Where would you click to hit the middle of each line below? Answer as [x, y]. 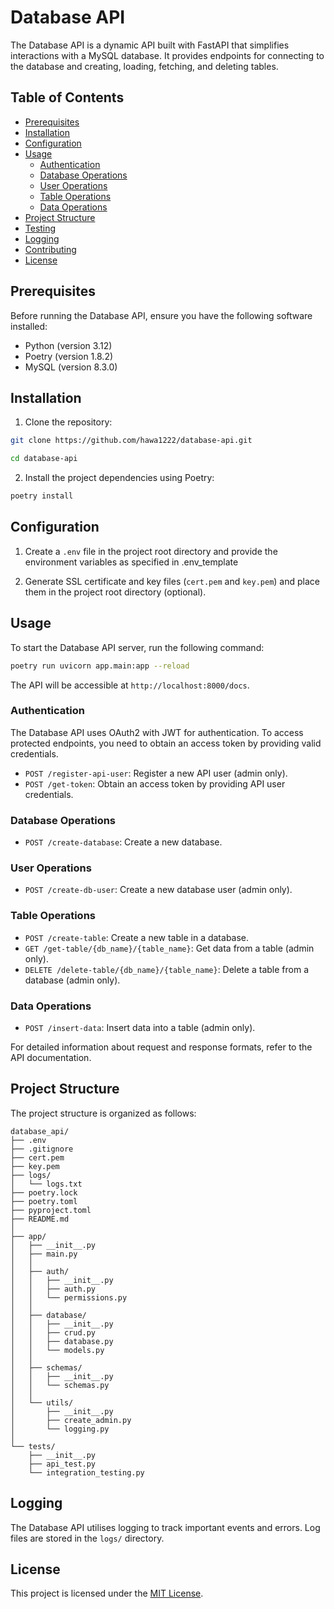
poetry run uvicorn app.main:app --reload [100, 666]
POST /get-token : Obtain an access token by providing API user [155, 783]
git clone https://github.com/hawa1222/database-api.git [131, 441]
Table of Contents [67, 97]
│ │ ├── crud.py [53, 1332]
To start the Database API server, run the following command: [137, 647]
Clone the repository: [68, 422]
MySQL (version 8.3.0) [71, 367]
